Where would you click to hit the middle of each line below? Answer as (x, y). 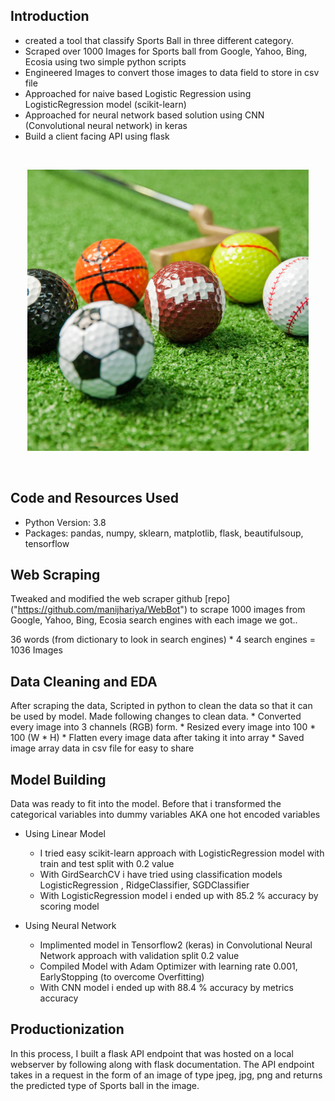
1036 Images (36, 650)
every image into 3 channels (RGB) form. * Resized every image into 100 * (163, 727)
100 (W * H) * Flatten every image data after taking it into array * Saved (157, 738)
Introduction (50, 16)
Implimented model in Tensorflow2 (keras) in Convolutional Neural (176, 945)
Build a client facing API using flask (97, 136)
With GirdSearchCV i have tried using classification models (161, 875)
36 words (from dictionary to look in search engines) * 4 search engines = (163, 640)
